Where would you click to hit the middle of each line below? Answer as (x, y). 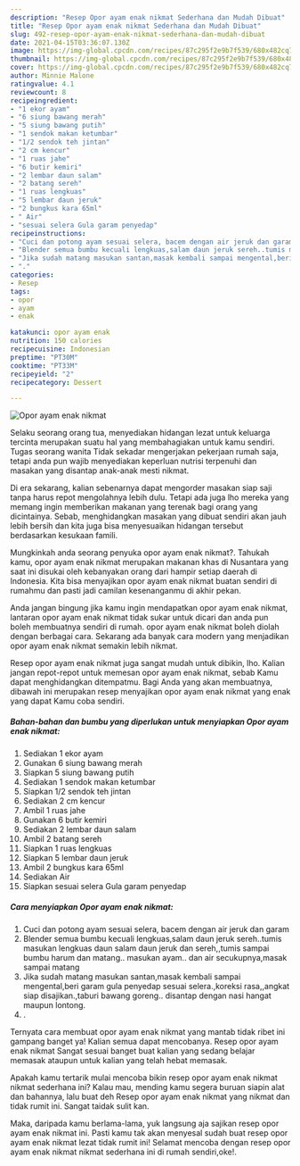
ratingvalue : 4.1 (42, 84)
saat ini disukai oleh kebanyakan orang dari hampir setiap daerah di (134, 571)
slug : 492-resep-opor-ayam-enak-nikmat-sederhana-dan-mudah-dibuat (138, 34)
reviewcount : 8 (38, 92)
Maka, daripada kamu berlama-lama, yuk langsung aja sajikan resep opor (145, 1124)
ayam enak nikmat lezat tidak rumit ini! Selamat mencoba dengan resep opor (150, 1143)
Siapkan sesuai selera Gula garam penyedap (105, 887)
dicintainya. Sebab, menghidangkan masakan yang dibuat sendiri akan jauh (149, 516)
